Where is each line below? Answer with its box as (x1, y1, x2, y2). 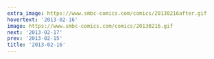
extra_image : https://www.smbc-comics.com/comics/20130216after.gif (7, 9, 207, 17)
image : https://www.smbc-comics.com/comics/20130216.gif (7, 22, 174, 29)
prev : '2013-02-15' (7, 35, 63, 42)
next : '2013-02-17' (7, 28, 63, 36)
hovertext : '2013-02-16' (7, 16, 78, 23)
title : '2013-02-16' (7, 41, 67, 48)
